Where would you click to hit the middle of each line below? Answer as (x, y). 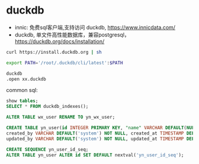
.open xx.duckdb (26, 79)
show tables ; (22, 101)
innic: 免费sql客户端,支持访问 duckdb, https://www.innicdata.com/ (95, 27)
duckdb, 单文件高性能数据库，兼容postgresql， (72, 35)
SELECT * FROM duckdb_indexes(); (47, 107)
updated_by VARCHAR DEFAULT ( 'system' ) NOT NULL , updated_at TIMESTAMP (95, 139)
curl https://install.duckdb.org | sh (54, 52)
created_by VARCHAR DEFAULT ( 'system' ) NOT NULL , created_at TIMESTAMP (95, 133)
